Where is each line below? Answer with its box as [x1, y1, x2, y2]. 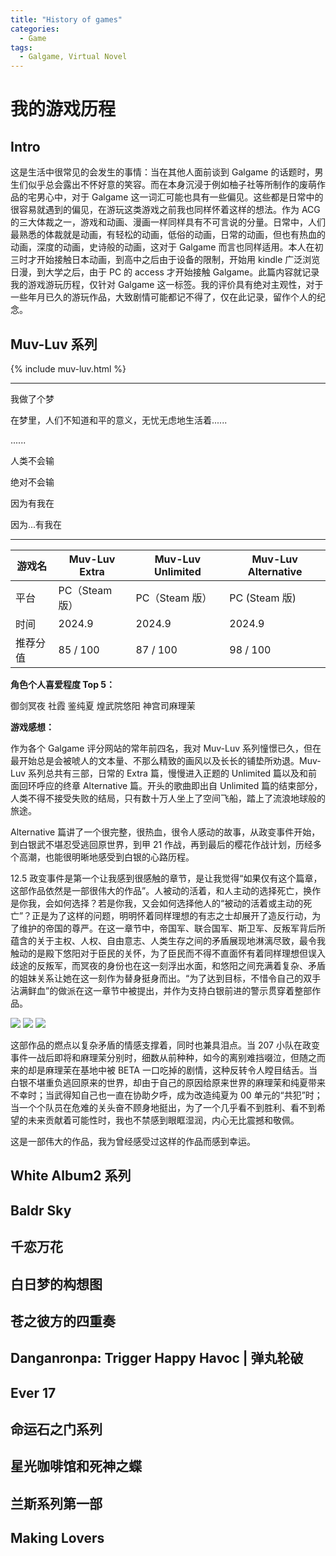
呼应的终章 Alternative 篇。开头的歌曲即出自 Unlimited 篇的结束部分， [36, 779, 323, 791]
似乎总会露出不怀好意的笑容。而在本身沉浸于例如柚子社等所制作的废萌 [27, 179, 317, 191]
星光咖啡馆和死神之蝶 [10, 1458, 142, 1475]
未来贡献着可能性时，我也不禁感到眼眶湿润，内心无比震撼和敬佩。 [27, 1114, 300, 1126]
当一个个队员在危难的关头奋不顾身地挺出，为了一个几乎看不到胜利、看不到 [10, 1101, 317, 1113]
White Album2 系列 [10, 1167, 132, 1185]
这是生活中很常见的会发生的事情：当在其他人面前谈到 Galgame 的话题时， [10, 166, 315, 178]
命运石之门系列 [10, 1421, 103, 1438]
